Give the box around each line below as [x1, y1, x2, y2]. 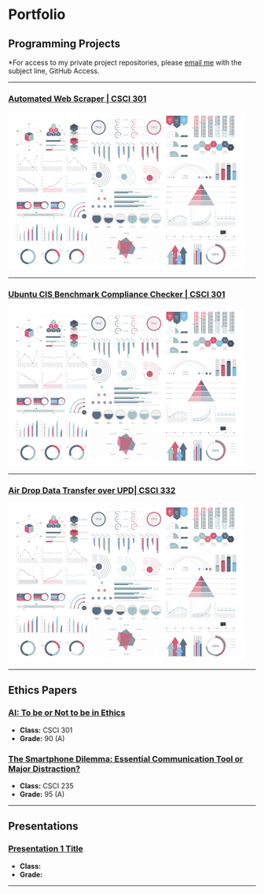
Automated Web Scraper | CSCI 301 [8, 93, 147, 104]
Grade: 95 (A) [19, 789, 65, 799]
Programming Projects [8, 37, 120, 50]
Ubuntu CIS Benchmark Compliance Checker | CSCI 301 [8, 289, 225, 300]
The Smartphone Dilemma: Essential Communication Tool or [8, 753, 244, 764]
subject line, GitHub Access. [8, 66, 100, 76]
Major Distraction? [8, 763, 81, 774]
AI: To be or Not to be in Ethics [8, 707, 126, 718]
